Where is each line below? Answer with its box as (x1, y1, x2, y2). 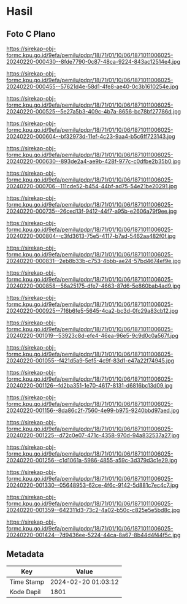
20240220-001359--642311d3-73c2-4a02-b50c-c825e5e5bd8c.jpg (6, 507, 180, 513)
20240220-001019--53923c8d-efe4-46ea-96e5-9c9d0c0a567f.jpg (6, 332, 179, 339)
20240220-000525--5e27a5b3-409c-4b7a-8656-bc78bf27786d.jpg (6, 108, 181, 115)
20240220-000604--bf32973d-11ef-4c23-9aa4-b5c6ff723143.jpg (6, 133, 176, 140)
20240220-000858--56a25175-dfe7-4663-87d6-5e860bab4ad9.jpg (6, 282, 181, 289)
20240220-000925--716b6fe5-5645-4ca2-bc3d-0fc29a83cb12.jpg (6, 307, 178, 314)
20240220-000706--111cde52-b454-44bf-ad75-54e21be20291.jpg (6, 183, 177, 189)
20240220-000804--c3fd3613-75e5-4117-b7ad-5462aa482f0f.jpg (6, 232, 176, 240)
